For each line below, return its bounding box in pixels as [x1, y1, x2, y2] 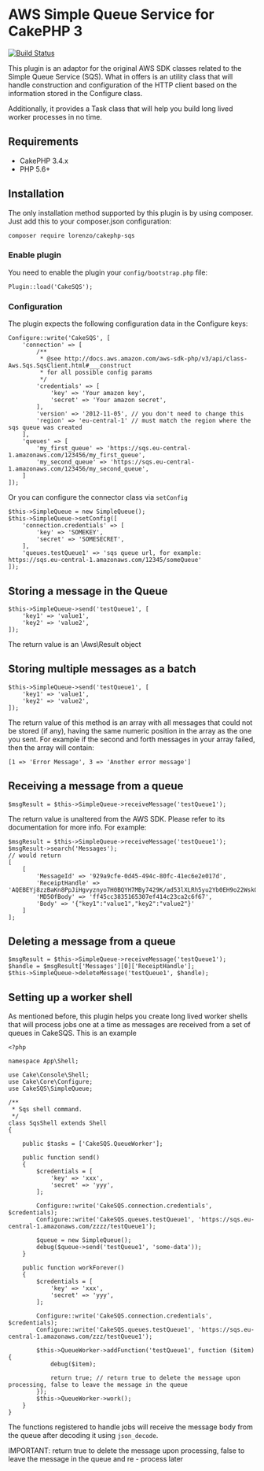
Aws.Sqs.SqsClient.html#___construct [8, 362, 132, 370]
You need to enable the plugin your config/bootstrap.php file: [8, 268, 208, 277]
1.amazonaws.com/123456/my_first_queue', [8, 451, 146, 460]
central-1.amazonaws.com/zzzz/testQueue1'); [8, 1222, 156, 1231]
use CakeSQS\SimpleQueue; [8, 1085, 93, 1093]
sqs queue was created [8, 423, 82, 432]
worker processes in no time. [8, 112, 102, 121]
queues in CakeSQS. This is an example [8, 1029, 137, 1038]
